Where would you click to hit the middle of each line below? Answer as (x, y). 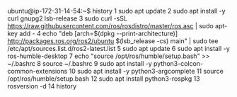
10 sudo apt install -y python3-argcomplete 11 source (146, 71)
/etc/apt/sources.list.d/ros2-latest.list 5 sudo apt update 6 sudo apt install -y (118, 48)
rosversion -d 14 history (42, 86)
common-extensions (37, 71)
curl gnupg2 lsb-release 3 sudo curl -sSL (67, 18)
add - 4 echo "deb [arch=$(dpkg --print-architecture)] (99, 33)
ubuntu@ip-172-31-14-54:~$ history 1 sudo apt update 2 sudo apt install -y (116, 11)
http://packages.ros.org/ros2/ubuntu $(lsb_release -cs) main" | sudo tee (113, 41)
